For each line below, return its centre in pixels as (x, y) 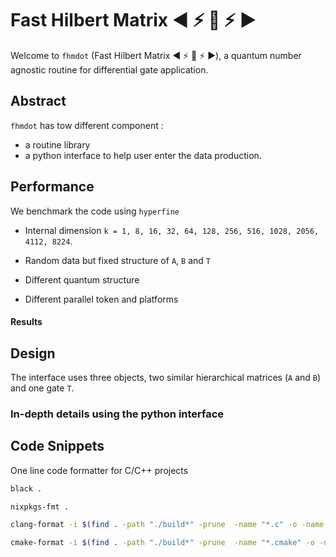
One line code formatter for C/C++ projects (99, 470)
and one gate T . (42, 388)
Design (33, 353)
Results (26, 322)
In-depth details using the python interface (117, 414)
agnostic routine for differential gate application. (109, 69)
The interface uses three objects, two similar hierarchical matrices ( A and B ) (166, 377)
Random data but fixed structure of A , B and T (117, 260)
